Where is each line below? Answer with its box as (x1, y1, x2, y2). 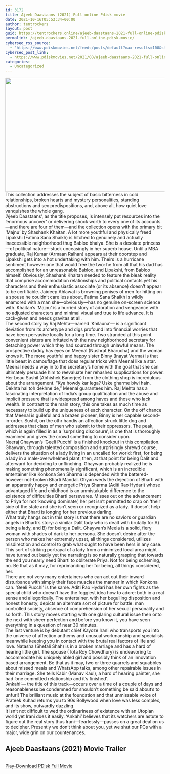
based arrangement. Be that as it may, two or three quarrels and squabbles (5, 660, 162, 666)
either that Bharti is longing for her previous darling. (5, 509, 113, 515)
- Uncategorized (10, 64, 44, 69)
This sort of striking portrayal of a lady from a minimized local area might (5, 547, 157, 553)
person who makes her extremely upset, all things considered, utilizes (5, 536, 151, 542)
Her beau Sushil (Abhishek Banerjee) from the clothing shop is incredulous (5, 375, 161, 381)
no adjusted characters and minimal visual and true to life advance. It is (5, 310, 154, 316)
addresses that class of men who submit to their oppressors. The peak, (5, 423, 154, 429)
